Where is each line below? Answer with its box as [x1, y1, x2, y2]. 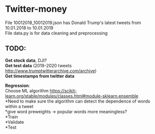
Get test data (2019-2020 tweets [5, 62, 72, 68]
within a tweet [5, 103, 33, 109]
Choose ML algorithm [5, 87, 49, 94]
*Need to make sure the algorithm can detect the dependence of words [5, 98, 151, 104]
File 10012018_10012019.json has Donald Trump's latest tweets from [5, 20, 141, 26]
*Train [5, 114, 18, 120]
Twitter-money [5, 3, 67, 15]
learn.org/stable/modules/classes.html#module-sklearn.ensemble [5, 93, 139, 99]
